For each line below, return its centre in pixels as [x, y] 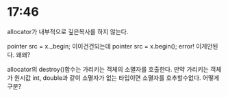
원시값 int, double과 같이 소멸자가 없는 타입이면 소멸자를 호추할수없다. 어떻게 [117, 78]
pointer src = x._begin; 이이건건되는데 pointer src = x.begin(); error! [101, 46]
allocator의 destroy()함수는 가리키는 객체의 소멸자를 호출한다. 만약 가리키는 [108, 69]
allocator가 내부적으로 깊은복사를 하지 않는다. [68, 31]
